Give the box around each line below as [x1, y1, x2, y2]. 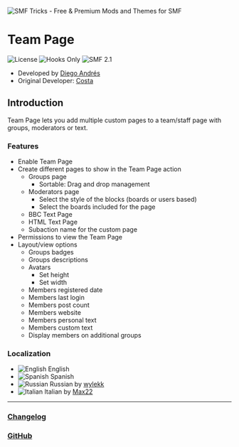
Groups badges [28, 248, 74, 257]
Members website [28, 308, 82, 317]
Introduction [7, 97, 64, 109]
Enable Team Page [17, 157, 73, 166]
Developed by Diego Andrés [17, 68, 101, 77]
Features [7, 141, 39, 151]
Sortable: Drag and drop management [38, 180, 151, 188]
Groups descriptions [28, 256, 89, 264]
